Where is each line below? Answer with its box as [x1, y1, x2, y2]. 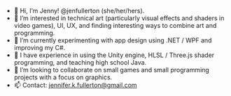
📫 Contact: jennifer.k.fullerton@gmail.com [13, 81, 138, 89]
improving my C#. [13, 44, 66, 51]
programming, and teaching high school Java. [13, 58, 147, 66]
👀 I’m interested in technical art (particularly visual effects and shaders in [13, 14, 225, 22]
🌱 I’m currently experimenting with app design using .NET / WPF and [13, 36, 212, 45]
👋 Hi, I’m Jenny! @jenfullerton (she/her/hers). [13, 7, 145, 15]
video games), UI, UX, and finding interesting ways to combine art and [13, 22, 217, 29]
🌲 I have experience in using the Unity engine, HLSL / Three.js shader [13, 51, 215, 59]
